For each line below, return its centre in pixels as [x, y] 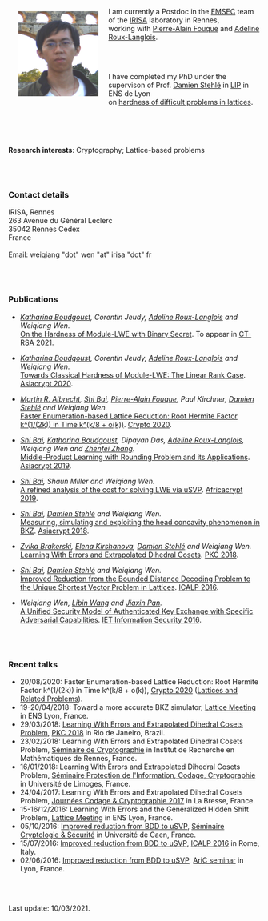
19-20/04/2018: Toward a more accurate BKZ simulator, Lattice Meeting [138, 707]
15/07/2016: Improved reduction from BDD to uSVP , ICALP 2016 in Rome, [140, 843]
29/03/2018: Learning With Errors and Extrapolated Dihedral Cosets [132, 724]
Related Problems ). [51, 699]
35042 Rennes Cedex [44, 229]
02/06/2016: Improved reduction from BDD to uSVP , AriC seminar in [132, 860]
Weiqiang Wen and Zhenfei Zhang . [77, 448]
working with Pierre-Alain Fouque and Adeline [184, 28]
